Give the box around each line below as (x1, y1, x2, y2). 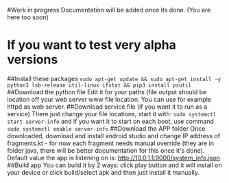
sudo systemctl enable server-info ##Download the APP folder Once (7, 124, 206, 133)
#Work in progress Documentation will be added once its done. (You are (7, 6, 211, 14)
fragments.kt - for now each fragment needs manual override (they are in (7, 139, 215, 147)
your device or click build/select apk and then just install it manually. (7, 168, 200, 176)
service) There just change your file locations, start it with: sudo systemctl (7, 109, 217, 118)
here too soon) (7, 13, 49, 21)
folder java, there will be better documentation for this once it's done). (7, 146, 205, 154)
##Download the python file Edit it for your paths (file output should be (7, 87, 207, 96)
